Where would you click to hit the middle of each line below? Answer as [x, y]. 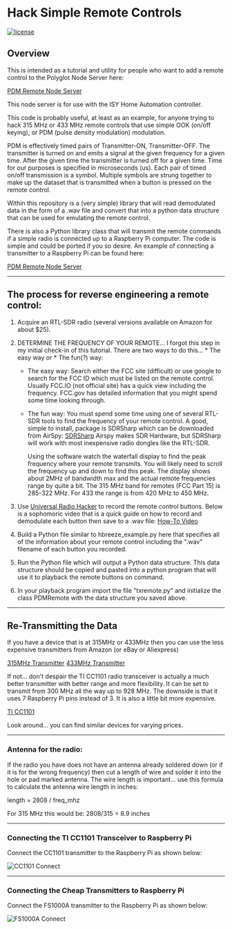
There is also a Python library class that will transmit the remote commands [114, 231]
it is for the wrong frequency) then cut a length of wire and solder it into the [114, 772]
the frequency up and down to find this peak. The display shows [119, 471]
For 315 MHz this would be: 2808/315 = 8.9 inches [79, 813]
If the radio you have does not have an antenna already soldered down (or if [115, 765]
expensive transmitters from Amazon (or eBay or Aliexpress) [93, 649]
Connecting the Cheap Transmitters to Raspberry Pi [96, 890]
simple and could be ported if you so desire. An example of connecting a [110, 246]
